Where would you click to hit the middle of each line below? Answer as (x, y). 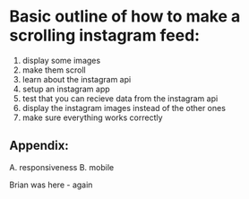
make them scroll (54, 70)
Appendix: (39, 146)
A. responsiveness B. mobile (62, 167)
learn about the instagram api (77, 79)
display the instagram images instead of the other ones (124, 108)
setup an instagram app (66, 89)
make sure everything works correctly (92, 117)
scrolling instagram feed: (104, 35)
